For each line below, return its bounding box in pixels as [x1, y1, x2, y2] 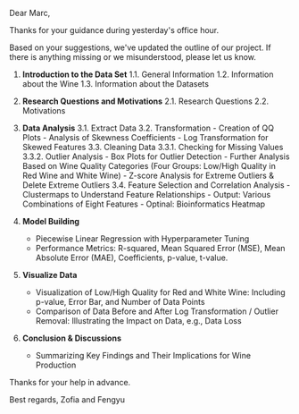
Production [35, 359, 77, 370]
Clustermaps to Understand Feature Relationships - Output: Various [21, 190, 271, 199]
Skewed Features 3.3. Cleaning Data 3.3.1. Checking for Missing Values [21, 142, 284, 152]
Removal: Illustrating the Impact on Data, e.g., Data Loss [35, 316, 243, 325]
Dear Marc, [9, 8, 51, 18]
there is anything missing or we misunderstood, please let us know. [9, 52, 257, 62]
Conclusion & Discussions [21, 333, 122, 343]
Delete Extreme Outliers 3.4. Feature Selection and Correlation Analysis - [21, 180, 291, 190]
